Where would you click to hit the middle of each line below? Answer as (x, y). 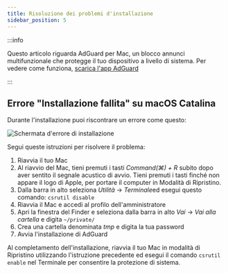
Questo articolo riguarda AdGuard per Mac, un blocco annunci (96, 53)
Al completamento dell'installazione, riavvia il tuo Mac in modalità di (104, 248)
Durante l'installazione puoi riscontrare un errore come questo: (97, 120)
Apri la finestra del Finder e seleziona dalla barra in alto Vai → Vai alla (116, 212)
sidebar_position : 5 (37, 20)
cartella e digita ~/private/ (56, 220)
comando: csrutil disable (56, 197)
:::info (15, 40)
